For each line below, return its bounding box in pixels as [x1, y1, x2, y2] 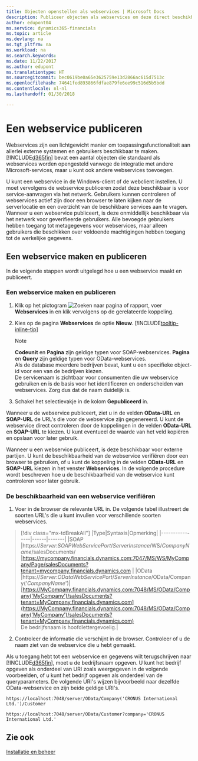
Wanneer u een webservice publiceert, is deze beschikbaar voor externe [6, 446, 183, 453]
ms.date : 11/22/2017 [6, 58, 57, 64]
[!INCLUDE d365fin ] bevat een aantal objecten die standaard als [6, 154, 160, 161]
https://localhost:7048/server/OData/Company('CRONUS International [6, 696, 178, 702]
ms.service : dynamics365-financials [6, 25, 96, 31]
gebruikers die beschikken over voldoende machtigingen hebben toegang [6, 228, 186, 235]
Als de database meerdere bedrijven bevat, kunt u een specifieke [14, 361, 173, 368]
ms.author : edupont [6, 63, 54, 70]
